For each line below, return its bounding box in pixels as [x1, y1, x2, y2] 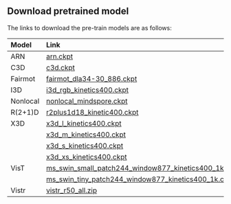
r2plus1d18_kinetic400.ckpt [45, 107, 139, 117]
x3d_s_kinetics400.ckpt [45, 141, 124, 150]
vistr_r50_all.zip [45, 185, 98, 195]
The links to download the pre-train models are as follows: [7, 23, 172, 32]
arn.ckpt [45, 52, 74, 61]
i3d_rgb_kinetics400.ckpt [45, 85, 129, 95]
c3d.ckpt [45, 63, 76, 72]
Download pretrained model [7, 5, 129, 17]
